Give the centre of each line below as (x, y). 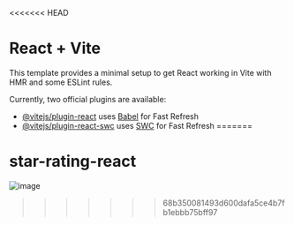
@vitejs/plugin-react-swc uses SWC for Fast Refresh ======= (137, 125)
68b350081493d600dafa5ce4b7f (224, 203)
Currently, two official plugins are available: (88, 99)
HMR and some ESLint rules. (61, 82)
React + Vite (55, 49)
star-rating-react (73, 161)
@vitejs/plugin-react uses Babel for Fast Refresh (110, 116)
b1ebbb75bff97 (190, 212)
